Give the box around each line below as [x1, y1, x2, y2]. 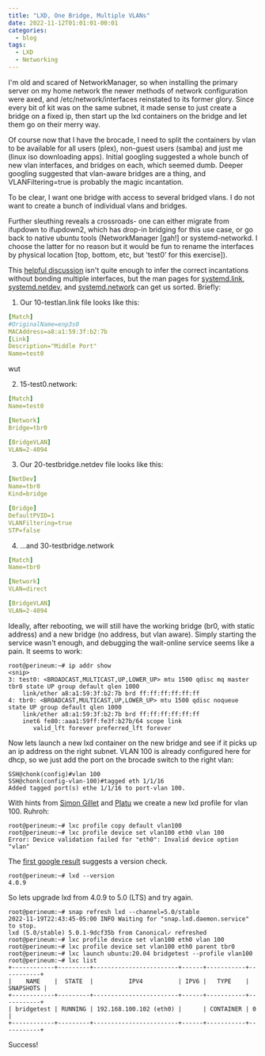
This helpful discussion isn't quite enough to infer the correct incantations [8, 265, 249, 274]
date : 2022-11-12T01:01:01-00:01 [8, 19, 119, 27]
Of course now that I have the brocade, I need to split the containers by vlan [8, 135, 256, 144]
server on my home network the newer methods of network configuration [8, 86, 248, 95]
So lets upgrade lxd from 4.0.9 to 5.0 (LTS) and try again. [8, 893, 194, 902]
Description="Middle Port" [8, 342, 97, 350]
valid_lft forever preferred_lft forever [32, 724, 172, 732]
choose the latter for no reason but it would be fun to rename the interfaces [8, 241, 255, 251]
